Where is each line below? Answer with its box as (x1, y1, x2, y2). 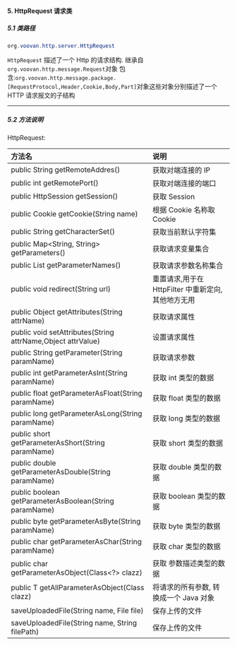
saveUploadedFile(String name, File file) (11, 606, 144, 616)
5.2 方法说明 (7, 115, 44, 124)
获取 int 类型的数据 (152, 373, 214, 383)
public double (11, 458, 56, 468)
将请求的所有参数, (152, 582, 212, 592)
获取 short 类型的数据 (152, 438, 224, 448)
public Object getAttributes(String (11, 307, 123, 317)
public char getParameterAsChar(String (11, 537, 142, 547)
